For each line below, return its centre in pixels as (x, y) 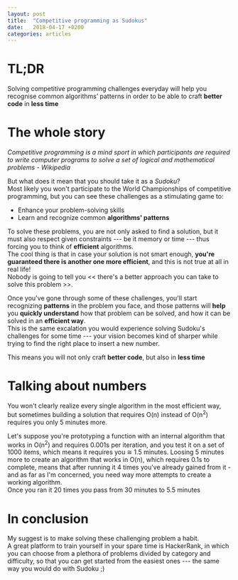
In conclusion (48, 518)
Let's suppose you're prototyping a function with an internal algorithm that (116, 436)
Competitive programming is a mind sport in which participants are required (119, 152)
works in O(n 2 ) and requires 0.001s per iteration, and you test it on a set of (116, 444)
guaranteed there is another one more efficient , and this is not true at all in (118, 262)
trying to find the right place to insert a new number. (83, 344)
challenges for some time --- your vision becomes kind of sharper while (113, 336)
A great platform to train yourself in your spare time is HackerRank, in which (118, 546)
